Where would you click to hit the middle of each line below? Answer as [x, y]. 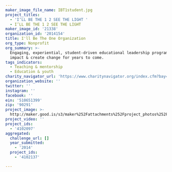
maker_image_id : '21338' [32, 29]
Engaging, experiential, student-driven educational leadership [80, 53]
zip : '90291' [19, 105]
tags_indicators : [24, 62]
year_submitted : [27, 143]
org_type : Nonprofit [27, 43]
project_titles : [23, 15]
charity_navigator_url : [31, 77]
